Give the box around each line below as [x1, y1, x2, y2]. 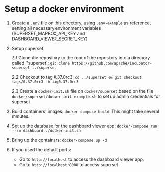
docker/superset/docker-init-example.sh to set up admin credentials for [11, 93, 160, 99]
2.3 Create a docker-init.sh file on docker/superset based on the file [11, 88, 153, 94]
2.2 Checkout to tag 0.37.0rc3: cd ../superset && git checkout [11, 74, 142, 80]
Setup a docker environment [4, 3, 124, 15]
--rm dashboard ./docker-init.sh [11, 128, 81, 133]
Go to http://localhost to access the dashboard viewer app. [19, 156, 144, 162]
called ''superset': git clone [11, 60, 70, 66]
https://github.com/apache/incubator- [72, 61, 152, 66]
